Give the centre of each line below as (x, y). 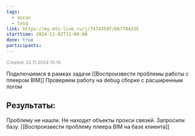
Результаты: (31, 105)
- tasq (20, 23)
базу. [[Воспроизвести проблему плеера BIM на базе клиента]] (88, 126)
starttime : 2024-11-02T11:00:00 (47, 34)
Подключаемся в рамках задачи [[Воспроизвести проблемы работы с (97, 74)
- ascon (21, 18)
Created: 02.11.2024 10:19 (34, 62)
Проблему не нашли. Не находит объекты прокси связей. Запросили (96, 120)
